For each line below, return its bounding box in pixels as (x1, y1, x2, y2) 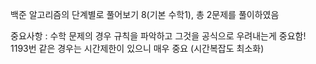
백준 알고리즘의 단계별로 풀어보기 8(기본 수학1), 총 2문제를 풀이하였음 (10, 9, 280, 20)
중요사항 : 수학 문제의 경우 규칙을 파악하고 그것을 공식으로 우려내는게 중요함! (10, 30, 307, 42)
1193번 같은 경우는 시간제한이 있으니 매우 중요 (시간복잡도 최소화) (10, 43, 265, 54)
